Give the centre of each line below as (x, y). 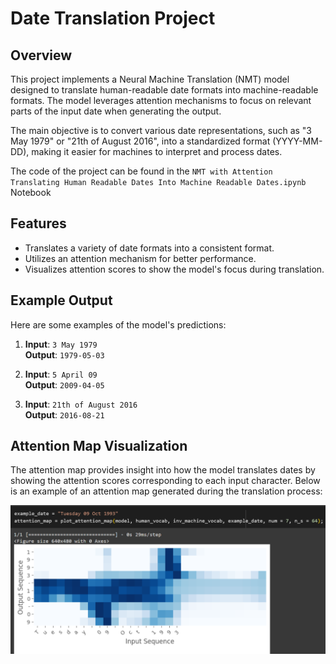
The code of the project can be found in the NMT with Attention (141, 171)
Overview (41, 55)
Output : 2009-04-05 (64, 384)
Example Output (61, 300)
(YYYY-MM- (297, 141)
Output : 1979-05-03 (64, 354)
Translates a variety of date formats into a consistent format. (149, 248)
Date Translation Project (113, 18)
